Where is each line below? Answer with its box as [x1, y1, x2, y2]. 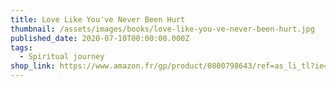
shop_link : [10, 61, 56, 71]
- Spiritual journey [19, 52, 105, 62]
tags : [10, 42, 33, 53]
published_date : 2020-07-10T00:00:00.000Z [10, 33, 190, 43]
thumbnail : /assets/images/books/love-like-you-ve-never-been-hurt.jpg [10, 24, 315, 34]
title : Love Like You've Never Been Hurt [10, 14, 186, 25]
